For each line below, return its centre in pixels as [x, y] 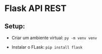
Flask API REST [36, 8]
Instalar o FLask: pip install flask [47, 47]
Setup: [15, 26]
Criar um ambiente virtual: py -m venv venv [54, 38]
